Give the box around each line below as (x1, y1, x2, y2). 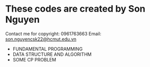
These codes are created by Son (5, 3, 146, 15)
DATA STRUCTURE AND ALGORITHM (12, 51, 92, 57)
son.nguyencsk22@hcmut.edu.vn (5, 36, 77, 42)
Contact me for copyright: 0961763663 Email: (5, 30, 101, 37)
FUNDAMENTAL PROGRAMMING (12, 46, 83, 52)
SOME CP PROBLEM (12, 56, 56, 62)
